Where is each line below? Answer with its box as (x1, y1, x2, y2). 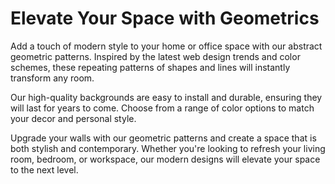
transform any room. (10, 72, 95, 84)
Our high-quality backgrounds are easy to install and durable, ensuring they (10, 91, 323, 103)
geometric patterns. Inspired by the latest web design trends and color (10, 50, 301, 62)
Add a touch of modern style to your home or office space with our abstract (10, 40, 323, 52)
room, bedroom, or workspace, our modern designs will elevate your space (10, 153, 321, 165)
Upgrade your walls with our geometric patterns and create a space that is (10, 132, 317, 144)
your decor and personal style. (10, 112, 137, 124)
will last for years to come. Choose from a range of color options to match (10, 102, 315, 114)
